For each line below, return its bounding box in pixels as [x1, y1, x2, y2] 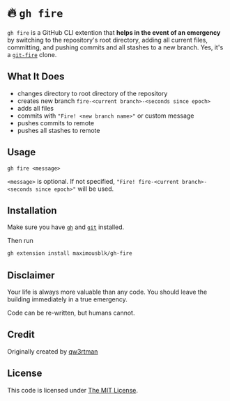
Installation [7, 204, 57, 217]
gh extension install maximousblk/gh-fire [7, 250, 132, 257]
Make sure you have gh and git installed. [7, 223, 125, 231]
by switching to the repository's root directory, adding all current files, [7, 36, 208, 44]
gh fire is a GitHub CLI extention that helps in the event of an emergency [7, 28, 221, 36]
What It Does [7, 71, 65, 83]
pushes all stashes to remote [17, 126, 100, 134]
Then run [7, 237, 33, 245]
